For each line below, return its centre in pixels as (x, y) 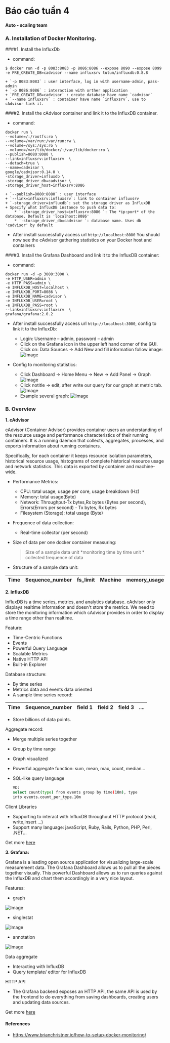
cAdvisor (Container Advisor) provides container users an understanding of (84, 430)
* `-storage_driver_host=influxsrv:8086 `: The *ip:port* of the (85, 212)
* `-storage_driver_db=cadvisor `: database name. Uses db (78, 221)
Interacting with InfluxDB (38, 966)
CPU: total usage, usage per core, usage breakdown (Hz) (80, 491)
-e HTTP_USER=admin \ (28, 279)
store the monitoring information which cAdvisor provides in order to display (85, 613)
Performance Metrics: (35, 482)
